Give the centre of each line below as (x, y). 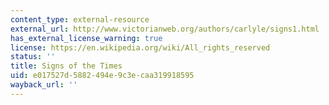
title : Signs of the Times (66, 66)
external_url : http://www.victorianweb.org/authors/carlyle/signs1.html (165, 29)
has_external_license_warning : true (86, 38)
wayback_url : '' (44, 85)
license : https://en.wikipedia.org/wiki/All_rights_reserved (140, 47)
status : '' (33, 57)
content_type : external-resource (80, 19)
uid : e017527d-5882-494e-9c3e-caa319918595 (102, 76)
